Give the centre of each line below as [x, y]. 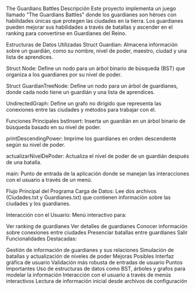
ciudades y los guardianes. [39, 203]
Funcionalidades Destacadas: [41, 239]
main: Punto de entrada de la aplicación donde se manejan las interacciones [98, 174]
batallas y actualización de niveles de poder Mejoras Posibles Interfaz [90, 256]
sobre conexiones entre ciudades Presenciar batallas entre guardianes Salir [97, 232]
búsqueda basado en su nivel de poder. [53, 127]
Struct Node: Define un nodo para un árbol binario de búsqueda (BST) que [96, 68]
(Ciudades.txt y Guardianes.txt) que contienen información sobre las [88, 197]
